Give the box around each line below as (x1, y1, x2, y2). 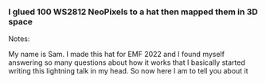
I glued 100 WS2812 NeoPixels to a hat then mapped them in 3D (8, 6, 259, 17)
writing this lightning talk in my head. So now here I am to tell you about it (8, 66, 248, 76)
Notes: (8, 34, 30, 43)
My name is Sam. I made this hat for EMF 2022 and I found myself (8, 50, 225, 59)
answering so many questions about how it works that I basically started (8, 58, 245, 67)
